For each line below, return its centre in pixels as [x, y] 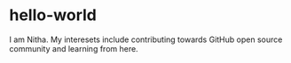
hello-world [53, 15]
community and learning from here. [74, 48]
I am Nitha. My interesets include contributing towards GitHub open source [146, 39]
